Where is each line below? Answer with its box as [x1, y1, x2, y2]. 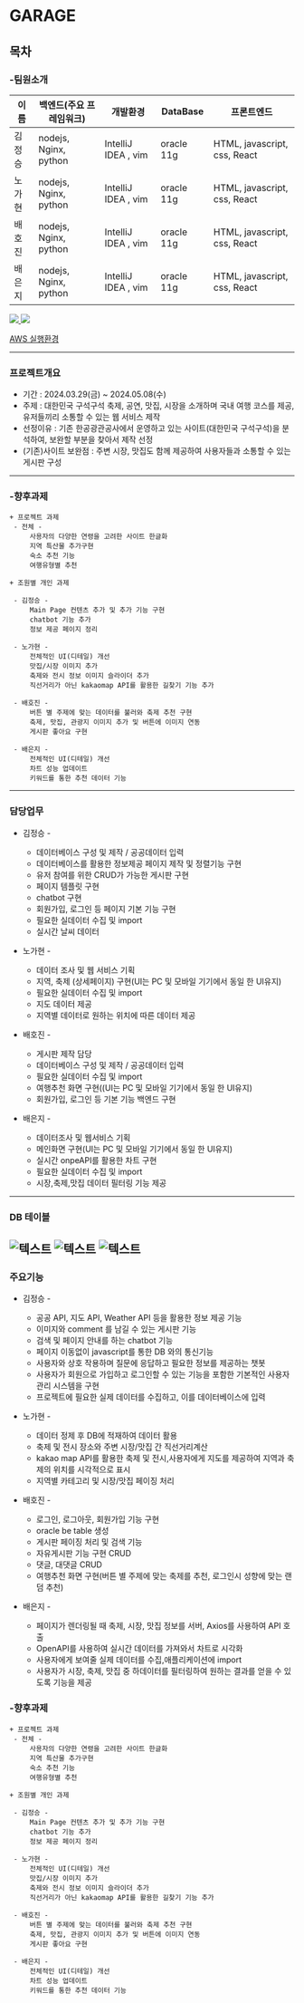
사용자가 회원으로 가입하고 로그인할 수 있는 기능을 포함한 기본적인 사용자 [35, 1369, 290, 1380]
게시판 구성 [22, 457, 62, 467]
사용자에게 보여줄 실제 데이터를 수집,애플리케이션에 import [35, 1654, 242, 1665]
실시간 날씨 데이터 [35, 926, 100, 937]
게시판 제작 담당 [35, 1048, 92, 1059]
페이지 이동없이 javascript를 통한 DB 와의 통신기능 [35, 1346, 214, 1357]
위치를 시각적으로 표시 [52, 1464, 131, 1475]
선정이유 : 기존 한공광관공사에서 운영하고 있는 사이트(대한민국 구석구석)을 [22, 423, 280, 434]
